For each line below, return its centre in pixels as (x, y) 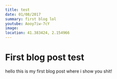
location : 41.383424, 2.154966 (37, 33)
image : (12, 28)
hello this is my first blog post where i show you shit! (59, 71)
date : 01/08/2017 (23, 14)
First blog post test (45, 57)
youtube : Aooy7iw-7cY (28, 24)
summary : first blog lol (31, 19)
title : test (17, 10)
